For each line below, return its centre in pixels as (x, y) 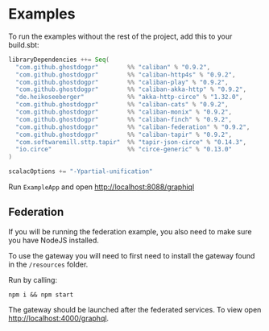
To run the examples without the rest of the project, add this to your (120, 36)
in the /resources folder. (48, 264)
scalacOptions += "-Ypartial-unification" (81, 172)
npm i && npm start (41, 295)
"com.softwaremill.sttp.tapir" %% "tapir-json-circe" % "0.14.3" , (131, 142)
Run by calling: (33, 279)
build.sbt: (24, 44)
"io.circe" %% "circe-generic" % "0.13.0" (124, 150)
